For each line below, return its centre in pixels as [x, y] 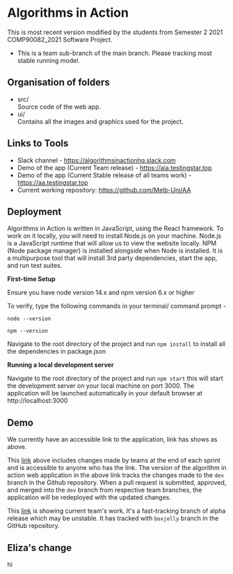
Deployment [34, 212]
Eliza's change [40, 548]
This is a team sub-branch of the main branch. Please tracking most [114, 53]
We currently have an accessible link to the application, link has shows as [112, 439]
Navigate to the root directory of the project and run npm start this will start [115, 379]
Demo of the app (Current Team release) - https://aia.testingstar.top [114, 167]
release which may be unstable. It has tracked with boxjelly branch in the [113, 518]
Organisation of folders [58, 83]
